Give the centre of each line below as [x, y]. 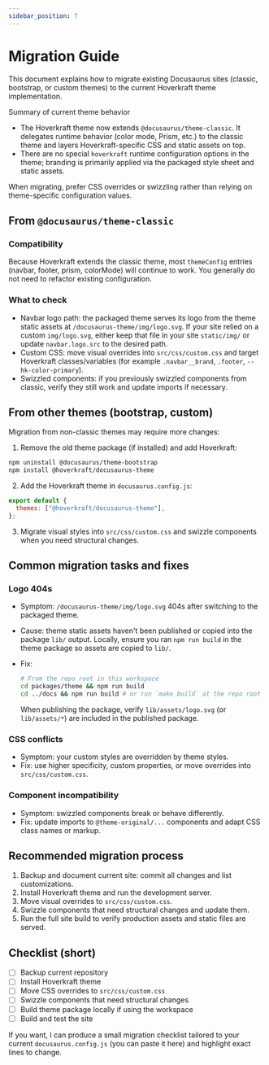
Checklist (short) [52, 953]
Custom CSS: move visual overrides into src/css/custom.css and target [139, 352]
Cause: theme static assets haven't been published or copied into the [136, 631]
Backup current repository [64, 972]
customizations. [47, 884]
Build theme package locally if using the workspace [106, 1009]
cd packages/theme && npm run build [82, 687]
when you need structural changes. [80, 540]
